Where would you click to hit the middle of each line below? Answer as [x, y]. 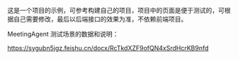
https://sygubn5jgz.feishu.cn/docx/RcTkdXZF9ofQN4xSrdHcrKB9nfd [108, 48]
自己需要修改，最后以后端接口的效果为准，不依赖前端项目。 [100, 19]
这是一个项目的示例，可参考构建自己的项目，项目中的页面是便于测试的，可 [116, 10]
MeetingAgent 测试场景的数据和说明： [63, 34]
